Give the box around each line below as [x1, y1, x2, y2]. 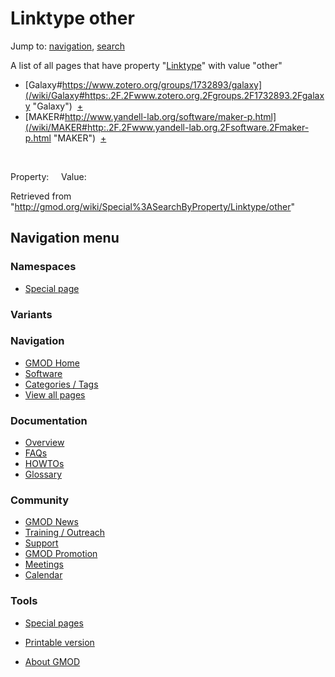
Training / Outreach [24, 527, 106, 539]
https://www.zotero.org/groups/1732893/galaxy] [61, 78, 263, 91]
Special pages [24, 617, 84, 629]
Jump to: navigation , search [10, 40, 125, 52]
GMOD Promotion [24, 548, 98, 560]
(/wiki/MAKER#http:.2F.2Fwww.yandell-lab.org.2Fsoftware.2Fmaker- [24, 121, 310, 133]
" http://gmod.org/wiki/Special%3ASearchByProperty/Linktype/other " [10, 200, 296, 212]
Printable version [24, 636, 95, 648]
